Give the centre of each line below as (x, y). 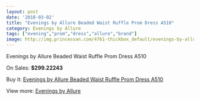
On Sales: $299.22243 (35, 68)
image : (14, 39)
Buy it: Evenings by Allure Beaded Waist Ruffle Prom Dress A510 (85, 79)
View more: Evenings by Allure (44, 91)
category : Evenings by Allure (44, 28)
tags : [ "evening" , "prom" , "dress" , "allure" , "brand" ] (71, 34)
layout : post (22, 12)
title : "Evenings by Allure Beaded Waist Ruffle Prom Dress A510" (90, 23)
